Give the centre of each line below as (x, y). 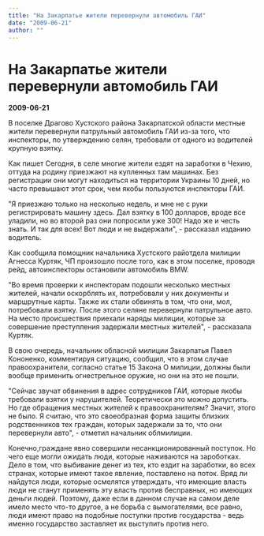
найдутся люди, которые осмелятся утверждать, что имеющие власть (127, 482)
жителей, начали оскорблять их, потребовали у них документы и (119, 294)
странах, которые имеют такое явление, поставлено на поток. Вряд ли (128, 474)
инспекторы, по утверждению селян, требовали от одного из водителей (131, 140)
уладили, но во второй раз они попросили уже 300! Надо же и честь (124, 221)
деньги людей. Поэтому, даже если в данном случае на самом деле (124, 499)
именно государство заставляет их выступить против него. (109, 524)
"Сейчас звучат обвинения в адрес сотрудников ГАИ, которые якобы (125, 391)
